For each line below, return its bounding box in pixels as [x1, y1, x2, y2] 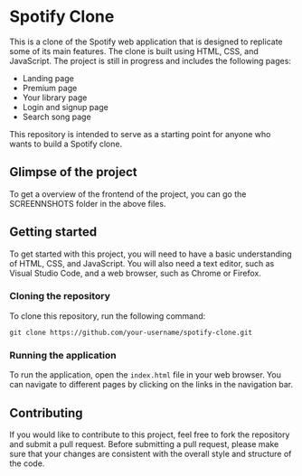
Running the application [9, 349, 117, 361]
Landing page [22, 72, 74, 83]
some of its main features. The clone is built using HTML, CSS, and [9, 45, 260, 56]
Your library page [22, 92, 88, 103]
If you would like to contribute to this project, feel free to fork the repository [9, 429, 290, 440]
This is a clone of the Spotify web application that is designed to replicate [9, 36, 283, 47]
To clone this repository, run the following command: [9, 310, 206, 322]
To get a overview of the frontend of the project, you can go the [9, 188, 247, 200]
